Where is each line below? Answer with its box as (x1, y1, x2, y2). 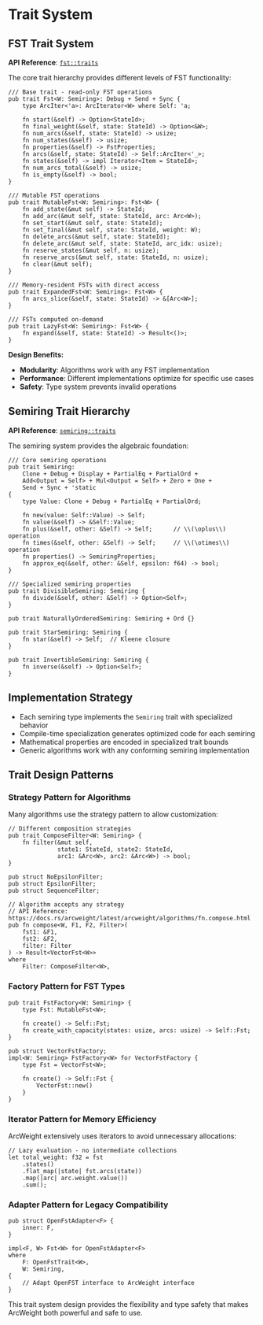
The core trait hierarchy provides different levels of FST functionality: (8, 73, 232, 82)
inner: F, (22, 1224, 55, 1232)
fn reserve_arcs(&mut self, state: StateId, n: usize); (22, 254, 210, 261)
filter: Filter (22, 942, 72, 950)
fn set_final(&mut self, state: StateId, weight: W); (22, 226, 202, 234)
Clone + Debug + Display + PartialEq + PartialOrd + (22, 470, 199, 478)
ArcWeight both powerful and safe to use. (8, 1308, 143, 1318)
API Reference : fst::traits (8, 57, 99, 67)
